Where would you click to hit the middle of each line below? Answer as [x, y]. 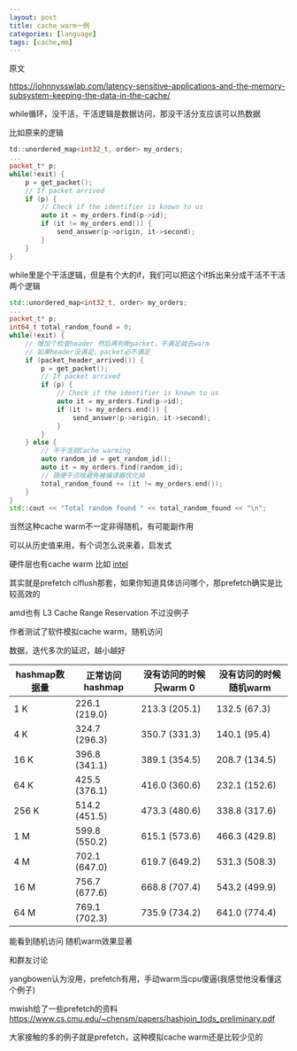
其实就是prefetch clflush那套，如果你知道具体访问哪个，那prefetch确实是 [142, 583]
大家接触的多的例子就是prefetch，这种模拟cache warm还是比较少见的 [136, 1037]
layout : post [33, 17]
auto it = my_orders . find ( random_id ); [112, 467]
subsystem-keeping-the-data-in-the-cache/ [90, 96]
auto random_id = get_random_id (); [107, 459]
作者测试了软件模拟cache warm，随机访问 [86, 632]
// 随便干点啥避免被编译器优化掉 [93, 475]
